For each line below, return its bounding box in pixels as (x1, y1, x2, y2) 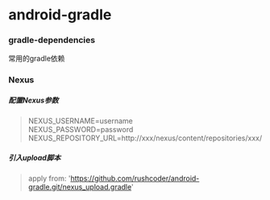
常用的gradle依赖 (8, 54, 65, 64)
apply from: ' (27, 173, 71, 183)
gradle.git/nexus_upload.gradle (27, 182, 131, 192)
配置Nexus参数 (8, 95, 59, 105)
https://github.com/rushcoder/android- (70, 173, 200, 183)
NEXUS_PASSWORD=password (27, 125, 134, 135)
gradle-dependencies (8, 35, 95, 46)
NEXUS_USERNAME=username (27, 116, 133, 126)
